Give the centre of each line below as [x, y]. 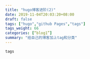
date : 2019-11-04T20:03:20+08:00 [40, 14]
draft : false [19, 19]
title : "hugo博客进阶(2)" [31, 10]
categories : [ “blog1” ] [29, 33]
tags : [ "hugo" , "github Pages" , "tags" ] [45, 24]
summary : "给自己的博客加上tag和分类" [41, 38]
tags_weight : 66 [22, 28]
